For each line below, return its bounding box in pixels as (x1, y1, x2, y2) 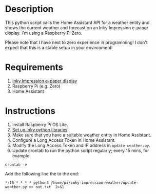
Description (5, 3, 54, 15)
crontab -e (5, 162, 27, 167)
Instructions (5, 106, 56, 117)
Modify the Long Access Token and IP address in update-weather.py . (12, 142, 151, 148)
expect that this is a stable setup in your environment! (5, 44, 113, 50)
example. (12, 152, 31, 158)
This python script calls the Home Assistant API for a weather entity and (5, 20, 150, 25)
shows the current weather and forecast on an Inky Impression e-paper (5, 24, 149, 30)
